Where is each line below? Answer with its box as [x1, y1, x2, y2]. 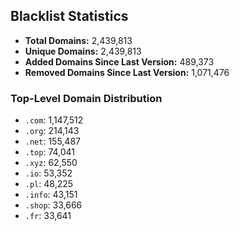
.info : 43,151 [24, 189, 78, 201]
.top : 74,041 [24, 146, 76, 158]
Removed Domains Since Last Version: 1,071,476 [24, 66, 230, 78]
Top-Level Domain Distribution [10, 91, 163, 105]
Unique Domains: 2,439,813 [24, 45, 142, 57]
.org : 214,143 [24, 125, 80, 137]
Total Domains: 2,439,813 [24, 34, 133, 46]
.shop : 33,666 [24, 199, 83, 211]
